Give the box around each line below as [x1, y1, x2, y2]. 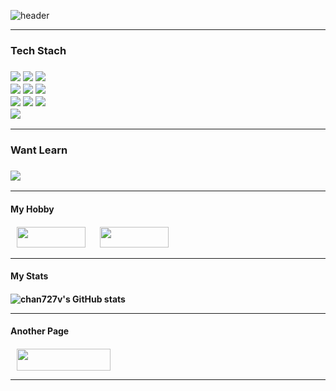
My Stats [10, 270, 49, 282]
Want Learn [10, 143, 68, 157]
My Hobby [10, 203, 55, 215]
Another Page [10, 325, 70, 337]
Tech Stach [10, 43, 67, 57]
